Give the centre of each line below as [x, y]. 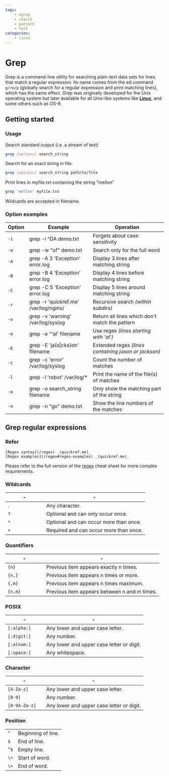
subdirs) [103, 308]
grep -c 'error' [47, 360]
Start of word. [34, 757]
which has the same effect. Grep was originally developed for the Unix [78, 93]
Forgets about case [116, 236]
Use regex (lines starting [122, 331]
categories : [18, 33]
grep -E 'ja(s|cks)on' [54, 345]
